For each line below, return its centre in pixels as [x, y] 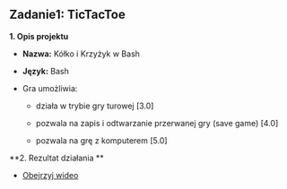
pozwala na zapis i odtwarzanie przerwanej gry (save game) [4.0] [157, 123]
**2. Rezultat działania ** [57, 158]
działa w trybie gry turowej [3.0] [95, 106]
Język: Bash [45, 71]
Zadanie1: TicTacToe [67, 15]
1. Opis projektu [39, 36]
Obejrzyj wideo [50, 175]
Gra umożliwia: [50, 88]
